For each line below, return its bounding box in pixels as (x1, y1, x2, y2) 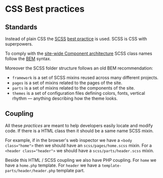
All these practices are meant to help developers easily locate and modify (5, 122, 153, 128)
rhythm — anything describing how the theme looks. (12, 95, 118, 101)
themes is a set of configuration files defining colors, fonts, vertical (12, 90, 145, 96)
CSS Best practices (5, 3, 84, 15)
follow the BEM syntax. (5, 56, 51, 62)
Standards (5, 23, 38, 31)
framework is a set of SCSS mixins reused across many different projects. (12, 75, 159, 80)
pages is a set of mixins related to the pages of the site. (12, 80, 122, 86)
